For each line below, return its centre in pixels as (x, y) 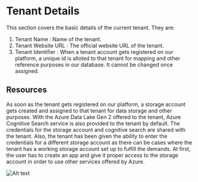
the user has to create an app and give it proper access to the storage (92, 155)
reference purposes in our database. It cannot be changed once (94, 65)
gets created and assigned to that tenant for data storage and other (89, 110)
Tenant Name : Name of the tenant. (58, 39)
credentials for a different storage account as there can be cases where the (99, 142)
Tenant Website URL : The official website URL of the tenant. (89, 45)
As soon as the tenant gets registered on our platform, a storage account (96, 104)
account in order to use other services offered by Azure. (75, 161)
